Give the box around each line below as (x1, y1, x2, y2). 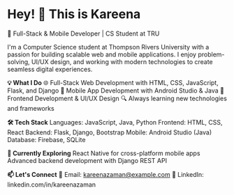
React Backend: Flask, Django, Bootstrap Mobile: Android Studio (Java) (7, 128, 212, 136)
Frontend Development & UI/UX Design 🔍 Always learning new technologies (7, 94, 227, 102)
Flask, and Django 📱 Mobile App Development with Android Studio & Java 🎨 (7, 86, 225, 95)
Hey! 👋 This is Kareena (7, 6, 141, 22)
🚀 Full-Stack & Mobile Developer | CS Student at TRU (7, 29, 160, 38)
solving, (7, 57, 30, 65)
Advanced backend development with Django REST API (7, 156, 168, 164)
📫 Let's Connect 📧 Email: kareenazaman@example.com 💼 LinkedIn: (7, 170, 204, 178)
